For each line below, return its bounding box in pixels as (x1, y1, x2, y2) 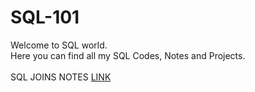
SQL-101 (10, 6, 80, 29)
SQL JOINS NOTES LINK (10, 71, 112, 83)
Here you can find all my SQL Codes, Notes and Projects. (10, 49, 246, 61)
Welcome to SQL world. (10, 39, 108, 51)
